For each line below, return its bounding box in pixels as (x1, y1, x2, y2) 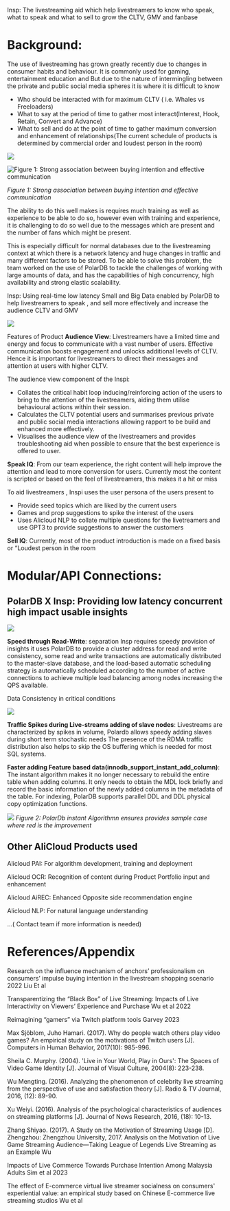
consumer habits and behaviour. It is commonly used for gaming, (7, 67, 191, 75)
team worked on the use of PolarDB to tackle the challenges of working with (7, 263, 222, 272)
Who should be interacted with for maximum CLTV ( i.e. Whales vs (16, 95, 205, 103)
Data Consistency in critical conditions (7, 694, 116, 702)
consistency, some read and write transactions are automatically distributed (7, 651, 222, 659)
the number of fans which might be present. (7, 228, 132, 237)
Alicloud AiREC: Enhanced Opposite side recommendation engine (7, 893, 192, 902)
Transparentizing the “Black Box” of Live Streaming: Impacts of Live (7, 994, 199, 1003)
